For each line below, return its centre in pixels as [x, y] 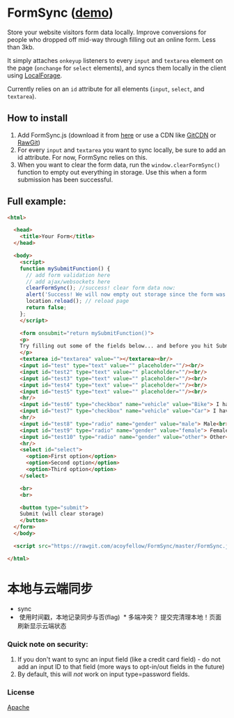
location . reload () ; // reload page [77, 301]
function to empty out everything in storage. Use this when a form [112, 172]
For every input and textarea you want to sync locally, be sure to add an [122, 150]
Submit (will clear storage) [62, 514]
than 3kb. [21, 47]
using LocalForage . [35, 75]
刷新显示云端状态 [42, 625]
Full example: [37, 201]
